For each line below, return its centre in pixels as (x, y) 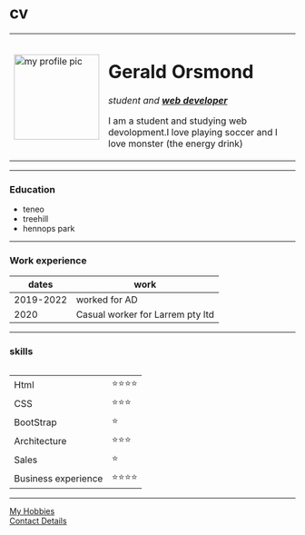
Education (33, 190)
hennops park (49, 229)
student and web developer (168, 101)
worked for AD (107, 300)
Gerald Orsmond (181, 72)
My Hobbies (32, 511)
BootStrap (35, 422)
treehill (35, 219)
